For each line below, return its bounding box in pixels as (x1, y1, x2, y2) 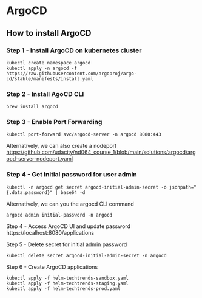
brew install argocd (6, 104, 59, 110)
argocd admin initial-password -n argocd (6, 212, 113, 218)
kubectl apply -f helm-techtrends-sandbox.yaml (6, 275, 129, 281)
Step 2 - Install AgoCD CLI (6, 89, 84, 98)
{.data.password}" (6, 189, 53, 195)
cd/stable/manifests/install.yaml (6, 75, 94, 82)
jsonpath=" (169, 184, 197, 190)
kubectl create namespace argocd (6, 60, 91, 66)
